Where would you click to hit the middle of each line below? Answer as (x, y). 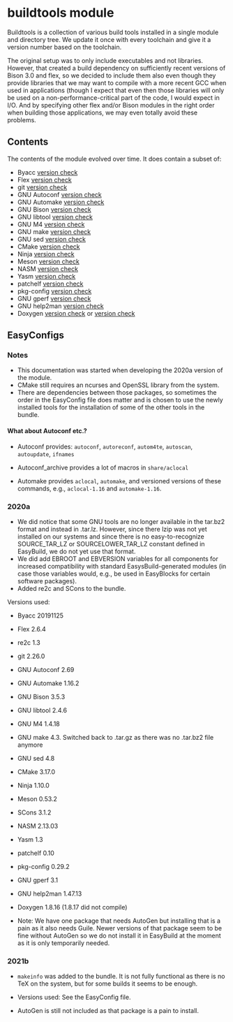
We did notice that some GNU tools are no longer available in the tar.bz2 (121, 521)
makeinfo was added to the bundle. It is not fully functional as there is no (121, 977)
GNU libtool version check (55, 217)
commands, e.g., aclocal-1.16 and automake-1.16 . (89, 488)
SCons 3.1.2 (34, 812)
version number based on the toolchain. (65, 47)
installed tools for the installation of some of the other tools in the (111, 407)
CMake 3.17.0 (36, 772)
